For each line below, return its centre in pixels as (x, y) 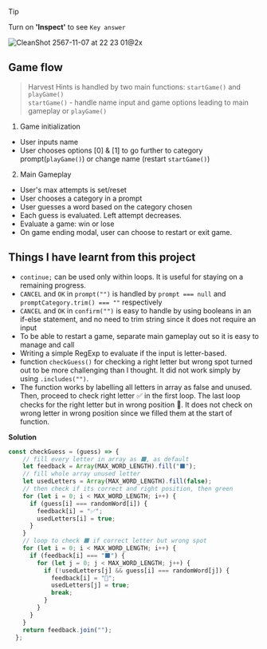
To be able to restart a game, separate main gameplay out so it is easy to (139, 336)
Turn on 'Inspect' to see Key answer (67, 27)
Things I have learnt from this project (102, 258)
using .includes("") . (54, 378)
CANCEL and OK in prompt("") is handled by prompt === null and (123, 293)
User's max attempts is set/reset (73, 189)
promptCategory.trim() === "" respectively (91, 302)
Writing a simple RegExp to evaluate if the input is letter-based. (123, 353)
